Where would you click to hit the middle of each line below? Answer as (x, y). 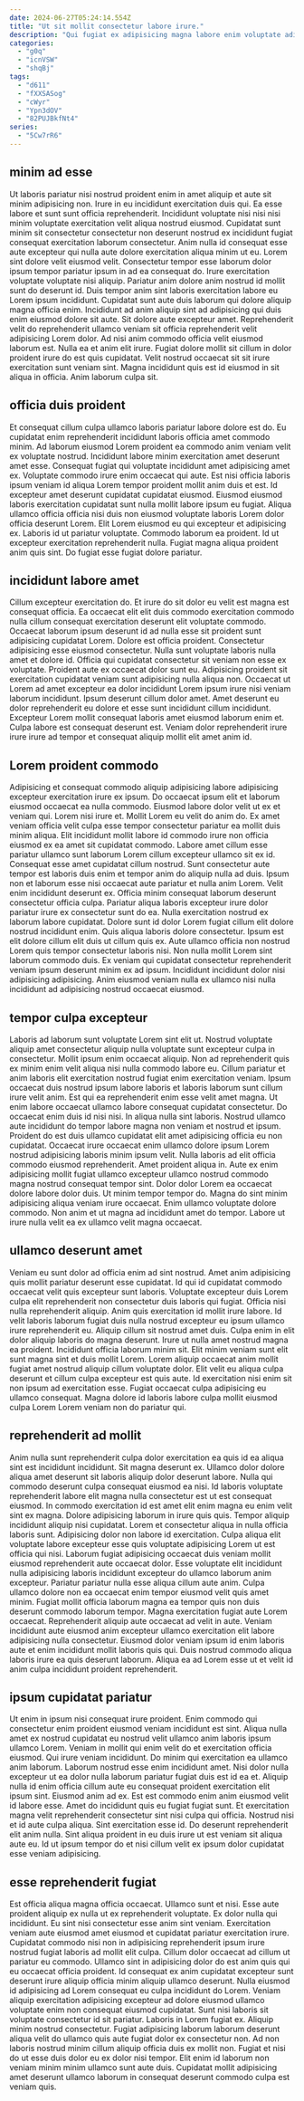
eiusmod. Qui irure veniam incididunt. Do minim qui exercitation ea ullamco (148, 1758)
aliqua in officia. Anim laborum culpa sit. (84, 377)
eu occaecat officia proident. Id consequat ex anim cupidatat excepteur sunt (152, 1972)
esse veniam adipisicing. (55, 1854)
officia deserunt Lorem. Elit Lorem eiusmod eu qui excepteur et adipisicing (148, 523)
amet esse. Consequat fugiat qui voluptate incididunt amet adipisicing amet (150, 465)
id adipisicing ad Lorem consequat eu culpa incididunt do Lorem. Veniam (145, 1991)
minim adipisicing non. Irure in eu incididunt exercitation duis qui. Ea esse (146, 204)
